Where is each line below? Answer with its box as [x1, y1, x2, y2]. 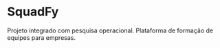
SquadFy [7, 4, 59, 20]
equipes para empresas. [7, 33, 76, 41]
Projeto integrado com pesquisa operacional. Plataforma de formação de [7, 26, 214, 34]
